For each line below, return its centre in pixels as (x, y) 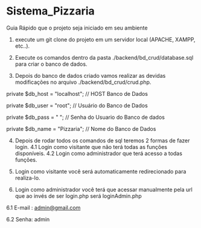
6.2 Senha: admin (28, 219)
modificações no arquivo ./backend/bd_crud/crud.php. (83, 82)
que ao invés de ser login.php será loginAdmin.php (78, 196)
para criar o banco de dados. (51, 64)
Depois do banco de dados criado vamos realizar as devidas (90, 75)
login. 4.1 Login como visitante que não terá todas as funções (91, 147)
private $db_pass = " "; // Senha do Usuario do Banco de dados (85, 117)
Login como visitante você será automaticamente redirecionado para (101, 171)
